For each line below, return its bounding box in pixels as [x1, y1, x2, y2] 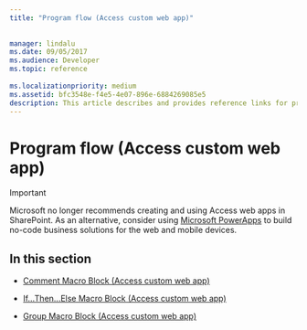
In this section [9, 250, 92, 266]
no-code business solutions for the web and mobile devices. [9, 225, 238, 236]
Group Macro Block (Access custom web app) [22, 311, 197, 322]
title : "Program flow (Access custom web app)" [9, 13, 195, 23]
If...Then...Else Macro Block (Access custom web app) [22, 293, 227, 304]
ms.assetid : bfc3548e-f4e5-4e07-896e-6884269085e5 [9, 90, 206, 99]
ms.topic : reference [9, 65, 89, 74]
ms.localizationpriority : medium [9, 81, 137, 90]
